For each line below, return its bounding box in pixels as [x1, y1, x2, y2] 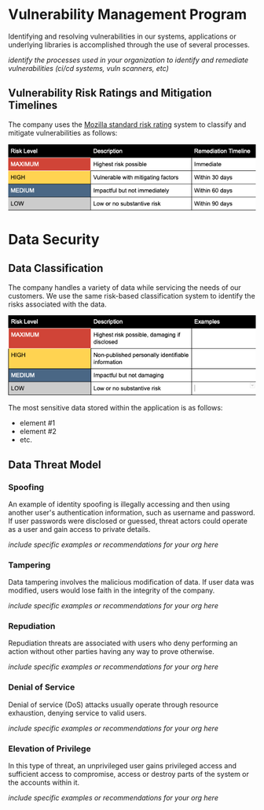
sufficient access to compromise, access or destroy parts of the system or [8, 770, 249, 779]
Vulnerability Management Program [8, 6, 247, 24]
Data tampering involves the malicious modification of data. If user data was [8, 578, 255, 587]
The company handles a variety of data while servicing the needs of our [8, 282, 241, 292]
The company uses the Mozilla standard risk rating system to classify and [8, 120, 247, 129]
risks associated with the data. [8, 299, 108, 309]
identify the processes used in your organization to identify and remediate [8, 55, 249, 65]
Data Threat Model [8, 458, 101, 471]
